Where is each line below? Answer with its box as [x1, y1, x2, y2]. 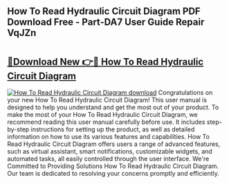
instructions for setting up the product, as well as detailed [30, 125, 195, 134]
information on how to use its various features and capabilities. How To [7, 133, 210, 140]
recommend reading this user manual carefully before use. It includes [7, 118, 205, 126]
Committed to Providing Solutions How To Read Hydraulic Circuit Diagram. [7, 162, 219, 170]
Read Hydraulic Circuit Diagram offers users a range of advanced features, [7, 140, 221, 148]
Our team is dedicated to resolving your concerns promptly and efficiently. [7, 169, 220, 177]
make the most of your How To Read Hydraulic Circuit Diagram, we [7, 111, 199, 118]
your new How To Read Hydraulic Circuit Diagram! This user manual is [7, 96, 208, 104]
